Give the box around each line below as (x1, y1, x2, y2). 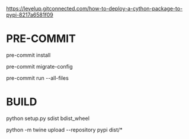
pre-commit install (6, 51, 51, 59)
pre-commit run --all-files (6, 74, 69, 82)
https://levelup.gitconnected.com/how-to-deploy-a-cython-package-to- (6, 5, 183, 12)
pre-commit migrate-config (6, 63, 73, 70)
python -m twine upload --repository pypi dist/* (6, 126, 123, 133)
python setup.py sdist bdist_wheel (6, 115, 90, 122)
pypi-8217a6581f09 (6, 11, 53, 18)
